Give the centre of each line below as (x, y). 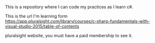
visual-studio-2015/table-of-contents (42, 26)
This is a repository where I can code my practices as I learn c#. (69, 7)
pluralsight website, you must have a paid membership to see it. (69, 36)
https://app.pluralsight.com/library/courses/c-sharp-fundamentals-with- (77, 21)
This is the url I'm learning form (36, 16)
